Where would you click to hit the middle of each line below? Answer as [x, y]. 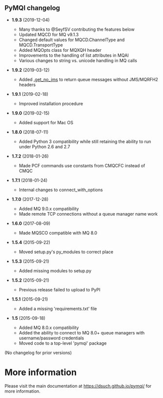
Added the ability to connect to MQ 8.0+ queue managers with [82, 332]
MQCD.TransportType [41, 45]
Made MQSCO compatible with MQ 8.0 [58, 233]
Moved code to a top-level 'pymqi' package [63, 343]
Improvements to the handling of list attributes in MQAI [74, 55]
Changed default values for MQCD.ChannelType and [72, 40]
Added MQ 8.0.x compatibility [49, 328]
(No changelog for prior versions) [38, 353]
